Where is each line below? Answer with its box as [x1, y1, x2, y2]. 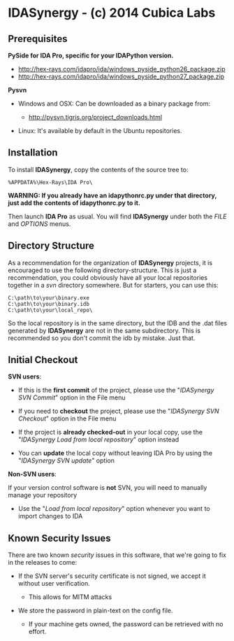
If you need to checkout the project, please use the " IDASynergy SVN [17, 407, 219, 416]
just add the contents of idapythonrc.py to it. [8, 198, 140, 207]
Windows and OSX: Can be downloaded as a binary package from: [17, 99, 210, 108]
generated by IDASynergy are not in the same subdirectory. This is [8, 326, 201, 334]
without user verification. [17, 579, 90, 588]
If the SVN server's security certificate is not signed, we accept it [17, 572, 206, 580]
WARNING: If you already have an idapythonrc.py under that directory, [8, 191, 217, 199]
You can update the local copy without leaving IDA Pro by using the [17, 449, 212, 458]
